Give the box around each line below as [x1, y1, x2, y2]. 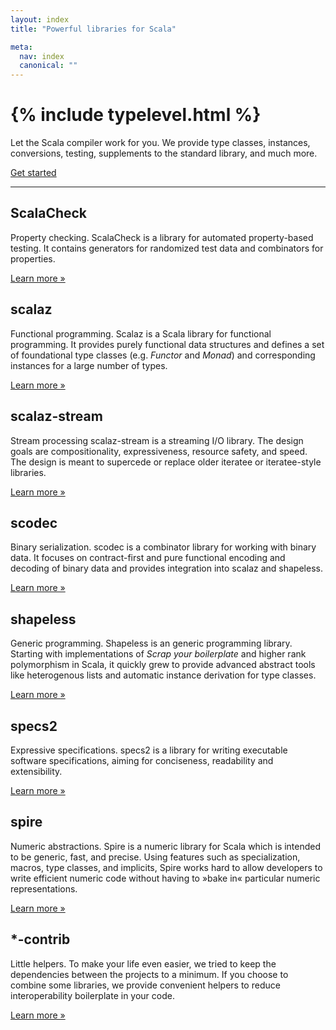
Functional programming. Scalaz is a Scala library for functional [10, 327, 272, 340]
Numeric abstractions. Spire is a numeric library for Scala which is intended [10, 840, 322, 852]
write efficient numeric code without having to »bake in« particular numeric [10, 872, 321, 884]
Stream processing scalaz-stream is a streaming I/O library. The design [10, 434, 304, 446]
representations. [10, 882, 78, 895]
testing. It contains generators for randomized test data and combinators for [10, 242, 324, 254]
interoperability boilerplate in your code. [10, 989, 175, 1001]
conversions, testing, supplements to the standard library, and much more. [10, 147, 318, 160]
